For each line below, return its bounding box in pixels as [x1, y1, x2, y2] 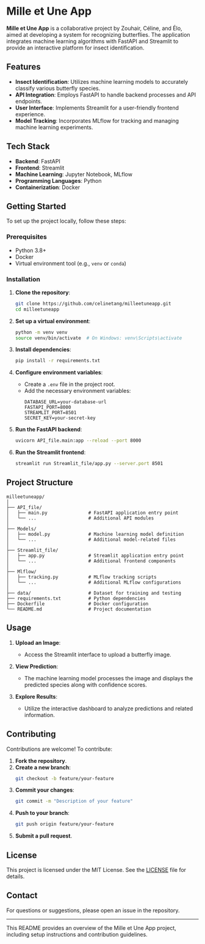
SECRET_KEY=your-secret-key [24, 415, 96, 422]
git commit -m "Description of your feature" [15, 798, 133, 805]
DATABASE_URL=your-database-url [24, 399, 107, 405]
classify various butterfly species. [15, 84, 101, 92]
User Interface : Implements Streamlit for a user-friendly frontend [15, 104, 179, 111]
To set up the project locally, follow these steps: [6, 217, 127, 225]
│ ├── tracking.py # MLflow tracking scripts [6, 574, 157, 580]
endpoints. [15, 97, 43, 105]
